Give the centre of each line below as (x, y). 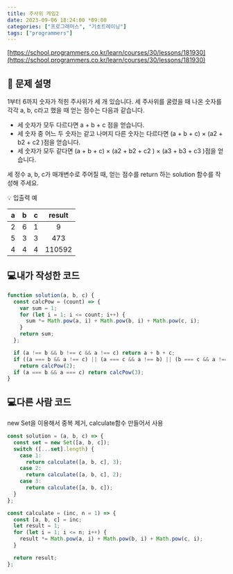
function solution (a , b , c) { (51, 295)
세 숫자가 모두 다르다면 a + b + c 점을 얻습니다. (81, 125)
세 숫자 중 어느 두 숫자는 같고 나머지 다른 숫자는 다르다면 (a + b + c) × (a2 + (120, 134)
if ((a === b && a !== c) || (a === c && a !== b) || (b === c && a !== (121, 359)
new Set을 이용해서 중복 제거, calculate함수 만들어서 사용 (85, 423)
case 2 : (31, 469)
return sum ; (37, 334)
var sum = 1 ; (38, 308)
